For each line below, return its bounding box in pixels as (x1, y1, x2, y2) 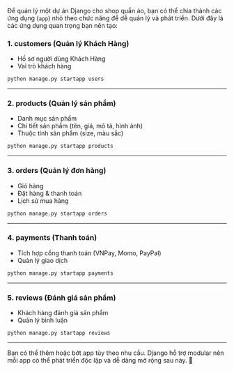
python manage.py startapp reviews (7, 329, 111, 336)
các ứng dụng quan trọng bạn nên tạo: (7, 22, 118, 29)
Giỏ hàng (17, 181, 44, 190)
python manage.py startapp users (7, 75, 104, 83)
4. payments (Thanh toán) (7, 233, 97, 243)
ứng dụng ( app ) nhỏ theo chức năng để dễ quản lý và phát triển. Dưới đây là (7, 14, 224, 22)
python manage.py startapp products (7, 143, 114, 150)
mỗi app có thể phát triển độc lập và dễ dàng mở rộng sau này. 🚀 (7, 356, 193, 364)
